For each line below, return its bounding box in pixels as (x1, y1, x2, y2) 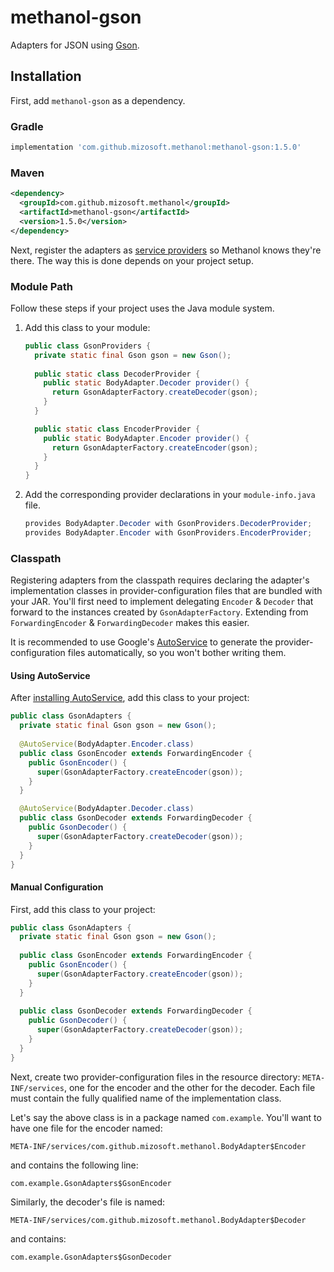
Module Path (10, 279, 73, 293)
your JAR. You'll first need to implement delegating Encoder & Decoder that (10, 596, 314, 608)
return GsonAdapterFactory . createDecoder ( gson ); (51, 387, 259, 398)
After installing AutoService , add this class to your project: (10, 692, 250, 704)
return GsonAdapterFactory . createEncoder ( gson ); (51, 442, 259, 453)
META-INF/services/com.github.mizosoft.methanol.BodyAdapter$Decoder (10, 1215, 307, 1225)
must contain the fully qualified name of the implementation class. (10, 1092, 282, 1104)
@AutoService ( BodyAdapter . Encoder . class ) (19, 739, 195, 750)
